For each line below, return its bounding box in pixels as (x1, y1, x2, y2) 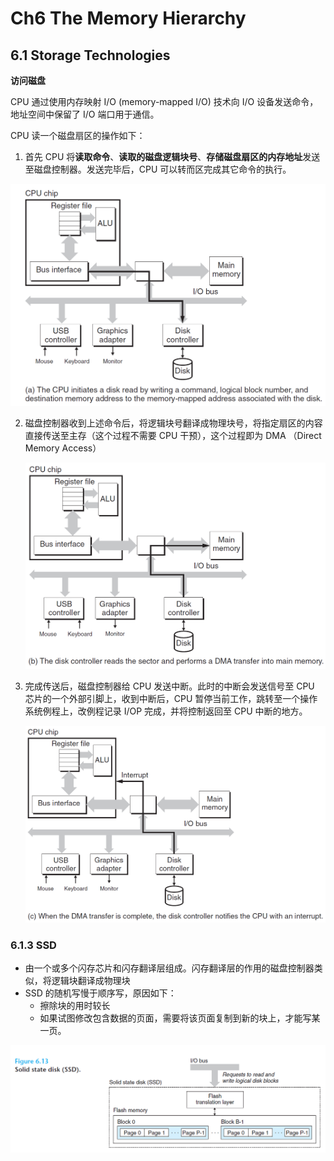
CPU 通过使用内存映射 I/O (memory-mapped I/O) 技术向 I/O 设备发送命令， (10, 96, 319, 107)
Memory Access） (24, 442, 102, 454)
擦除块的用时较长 (39, 1000, 111, 1012)
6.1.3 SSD (10, 938, 57, 952)
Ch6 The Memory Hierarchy (10, 7, 247, 30)
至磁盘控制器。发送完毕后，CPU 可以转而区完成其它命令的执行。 (24, 163, 292, 175)
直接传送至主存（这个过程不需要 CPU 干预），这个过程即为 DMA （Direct (24, 429, 322, 441)
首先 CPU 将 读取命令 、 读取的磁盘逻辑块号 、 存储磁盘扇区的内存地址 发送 (24, 151, 321, 162)
